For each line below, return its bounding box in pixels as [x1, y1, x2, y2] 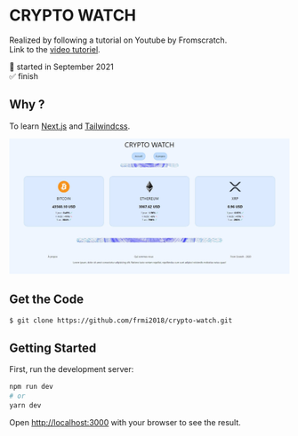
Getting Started [9, 340, 97, 355]
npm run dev [9, 382, 53, 391]
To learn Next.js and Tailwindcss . [9, 121, 131, 131]
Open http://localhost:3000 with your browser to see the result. [9, 416, 242, 427]
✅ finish [9, 70, 38, 81]
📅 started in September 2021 [9, 61, 114, 72]
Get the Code [9, 291, 85, 306]
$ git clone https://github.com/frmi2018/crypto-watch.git [9, 316, 233, 325]
